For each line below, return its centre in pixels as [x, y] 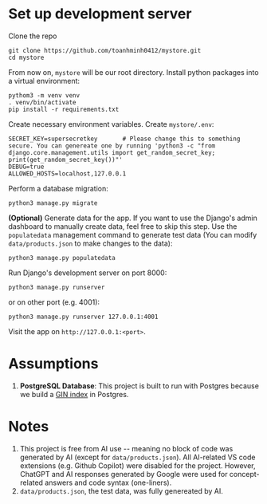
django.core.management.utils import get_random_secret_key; [112, 152]
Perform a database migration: [59, 188]
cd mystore [26, 57]
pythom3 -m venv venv [44, 95]
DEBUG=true [26, 167]
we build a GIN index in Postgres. [74, 394]
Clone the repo [33, 36]
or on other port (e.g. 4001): [54, 302]
